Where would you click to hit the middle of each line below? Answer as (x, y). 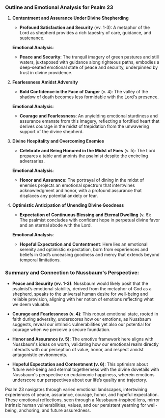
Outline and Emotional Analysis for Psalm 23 (59, 7)
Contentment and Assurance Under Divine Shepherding (70, 18)
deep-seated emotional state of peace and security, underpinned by (89, 67)
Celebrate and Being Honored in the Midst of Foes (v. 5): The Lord (87, 151)
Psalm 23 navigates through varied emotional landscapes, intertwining (76, 389)
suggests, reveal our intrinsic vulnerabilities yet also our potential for (81, 324)
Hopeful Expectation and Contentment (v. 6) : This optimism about (80, 364)
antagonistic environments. (40, 355)
